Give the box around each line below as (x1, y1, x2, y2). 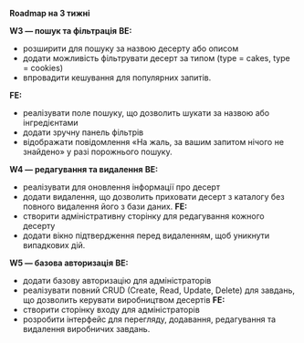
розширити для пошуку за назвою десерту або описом (22, 43, 239, 54)
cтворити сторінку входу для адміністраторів (22, 305, 201, 315)
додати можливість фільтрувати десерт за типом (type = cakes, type (22, 53, 290, 63)
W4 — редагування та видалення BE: (9, 164, 158, 174)
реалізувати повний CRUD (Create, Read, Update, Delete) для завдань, (22, 285, 295, 296)
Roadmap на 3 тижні (9, 8, 90, 18)
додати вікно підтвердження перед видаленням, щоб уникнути (22, 230, 270, 241)
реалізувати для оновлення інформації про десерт (22, 182, 221, 192)
